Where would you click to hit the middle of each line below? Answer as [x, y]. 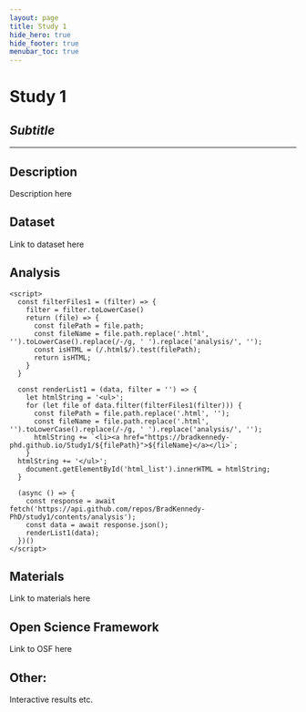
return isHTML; [62, 357]
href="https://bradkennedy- [177, 437]
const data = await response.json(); [97, 524]
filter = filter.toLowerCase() [85, 310]
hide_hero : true [40, 35]
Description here [41, 193]
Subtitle [32, 130]
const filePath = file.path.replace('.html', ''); [132, 413]
